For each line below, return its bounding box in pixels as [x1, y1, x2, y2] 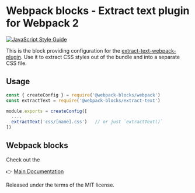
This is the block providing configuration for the [6, 47, 121, 54]
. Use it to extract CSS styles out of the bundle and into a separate [20, 53, 180, 60]
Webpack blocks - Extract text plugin [6, 4, 190, 18]
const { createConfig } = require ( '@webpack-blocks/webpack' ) [6, 92, 161, 98]
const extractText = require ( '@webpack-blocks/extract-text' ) [6, 98, 161, 104]
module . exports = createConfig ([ [6, 108, 88, 114]
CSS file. [6, 60, 27, 67]
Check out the [6, 156, 40, 163]
